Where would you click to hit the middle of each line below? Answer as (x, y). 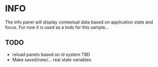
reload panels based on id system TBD (51, 54)
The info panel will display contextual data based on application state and (79, 22)
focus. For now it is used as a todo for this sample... (57, 27)
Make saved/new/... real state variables (52, 60)
